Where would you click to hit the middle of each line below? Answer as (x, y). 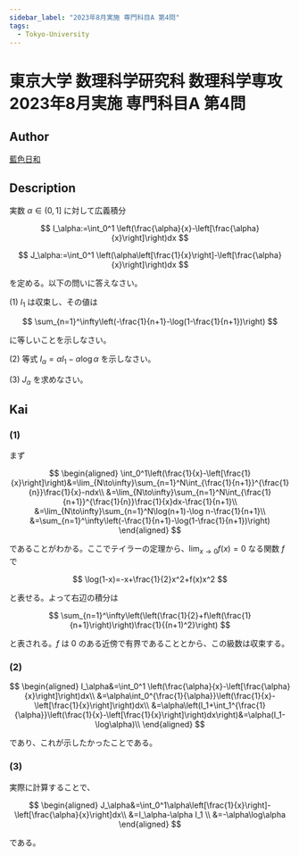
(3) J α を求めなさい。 (49, 380)
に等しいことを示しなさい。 (60, 339)
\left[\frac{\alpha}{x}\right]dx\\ (70, 814)
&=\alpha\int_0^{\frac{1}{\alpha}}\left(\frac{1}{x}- (186, 696)
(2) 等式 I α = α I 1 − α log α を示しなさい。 (83, 360)
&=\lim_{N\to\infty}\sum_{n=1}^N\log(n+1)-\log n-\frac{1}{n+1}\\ (150, 511)
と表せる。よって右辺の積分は (64, 598)
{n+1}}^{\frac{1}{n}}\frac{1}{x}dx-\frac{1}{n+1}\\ (150, 502)
